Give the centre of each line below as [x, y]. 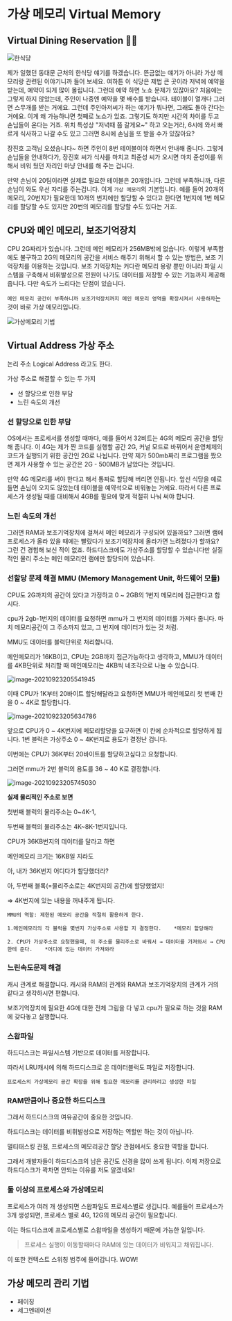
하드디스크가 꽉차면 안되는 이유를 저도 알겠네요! [71, 1170]
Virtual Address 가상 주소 [61, 346]
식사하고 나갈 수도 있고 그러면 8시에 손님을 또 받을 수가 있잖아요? [107, 133]
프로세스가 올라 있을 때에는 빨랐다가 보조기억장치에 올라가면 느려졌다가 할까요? [113, 541]
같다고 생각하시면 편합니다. [43, 993]
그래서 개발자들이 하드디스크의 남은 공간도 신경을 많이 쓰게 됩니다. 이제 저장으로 [114, 1161]
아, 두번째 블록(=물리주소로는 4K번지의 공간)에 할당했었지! [86, 885]
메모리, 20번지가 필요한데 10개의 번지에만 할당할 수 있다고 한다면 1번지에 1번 [110, 198]
